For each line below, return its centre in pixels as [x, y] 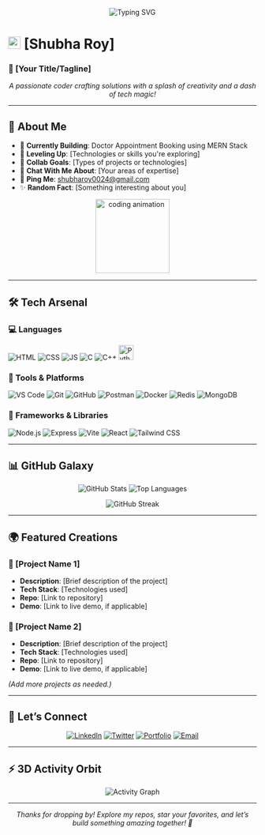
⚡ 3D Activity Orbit [55, 769]
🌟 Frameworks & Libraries [58, 416]
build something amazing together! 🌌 [132, 823]
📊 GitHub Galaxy [51, 466]
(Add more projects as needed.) [60, 684]
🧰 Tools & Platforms [46, 378]
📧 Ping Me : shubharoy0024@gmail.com [84, 179]
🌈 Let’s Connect [48, 716]
